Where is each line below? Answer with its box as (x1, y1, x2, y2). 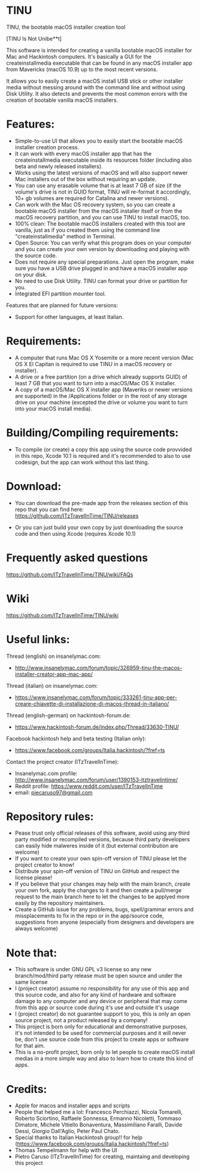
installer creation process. (14, 143, 80, 150)
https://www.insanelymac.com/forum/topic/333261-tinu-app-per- (14, 693, 178, 701)
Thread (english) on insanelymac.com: (6, 653, 101, 660)
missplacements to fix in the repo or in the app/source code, (14, 912, 164, 920)
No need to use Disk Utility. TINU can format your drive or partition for (14, 277, 188, 285)
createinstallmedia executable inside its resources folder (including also (14, 156, 192, 164)
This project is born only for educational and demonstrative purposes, (14, 1023, 187, 1031)
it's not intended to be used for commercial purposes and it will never (14, 1029, 187, 1037)
